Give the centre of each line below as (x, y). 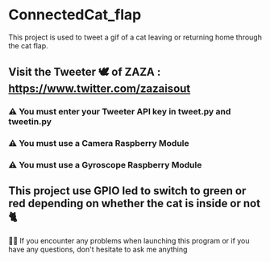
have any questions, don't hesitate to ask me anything (98, 249)
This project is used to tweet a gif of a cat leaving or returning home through (135, 37)
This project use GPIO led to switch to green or (127, 191)
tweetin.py (30, 122)
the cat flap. (28, 45)
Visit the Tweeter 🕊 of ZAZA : (85, 72)
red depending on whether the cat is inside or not (134, 204)
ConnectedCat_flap (75, 15)
